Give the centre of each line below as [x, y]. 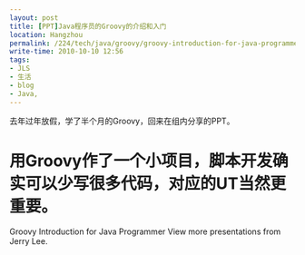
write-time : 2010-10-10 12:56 [67, 52]
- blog [22, 85]
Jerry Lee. [29, 241]
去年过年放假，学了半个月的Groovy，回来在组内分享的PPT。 [122, 121]
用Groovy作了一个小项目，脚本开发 [141, 161]
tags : [20, 60]
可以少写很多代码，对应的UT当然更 [156, 183]
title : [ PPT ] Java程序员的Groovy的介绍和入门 [88, 26]
